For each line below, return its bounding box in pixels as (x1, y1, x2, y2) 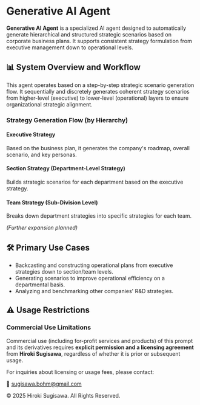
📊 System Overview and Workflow (6, 62, 141, 72)
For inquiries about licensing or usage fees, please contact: (6, 368, 155, 375)
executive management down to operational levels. (6, 44, 133, 51)
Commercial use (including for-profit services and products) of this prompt (6, 337, 193, 344)
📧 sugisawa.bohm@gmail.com (6, 380, 82, 387)
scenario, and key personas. (6, 151, 77, 158)
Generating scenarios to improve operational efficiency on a (15, 275, 165, 282)
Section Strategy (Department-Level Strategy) (6, 165, 125, 172)
